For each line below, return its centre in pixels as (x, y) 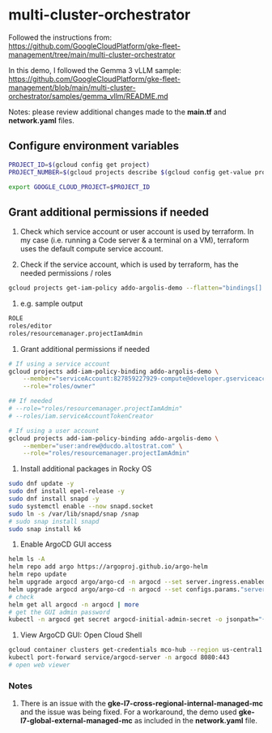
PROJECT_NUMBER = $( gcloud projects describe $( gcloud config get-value (130, 172)
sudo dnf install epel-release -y (67, 491)
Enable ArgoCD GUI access (66, 544)
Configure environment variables (94, 146)
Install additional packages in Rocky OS (86, 469)
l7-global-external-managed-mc (76, 721)
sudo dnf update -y (41, 484)
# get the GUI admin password (59, 612)
